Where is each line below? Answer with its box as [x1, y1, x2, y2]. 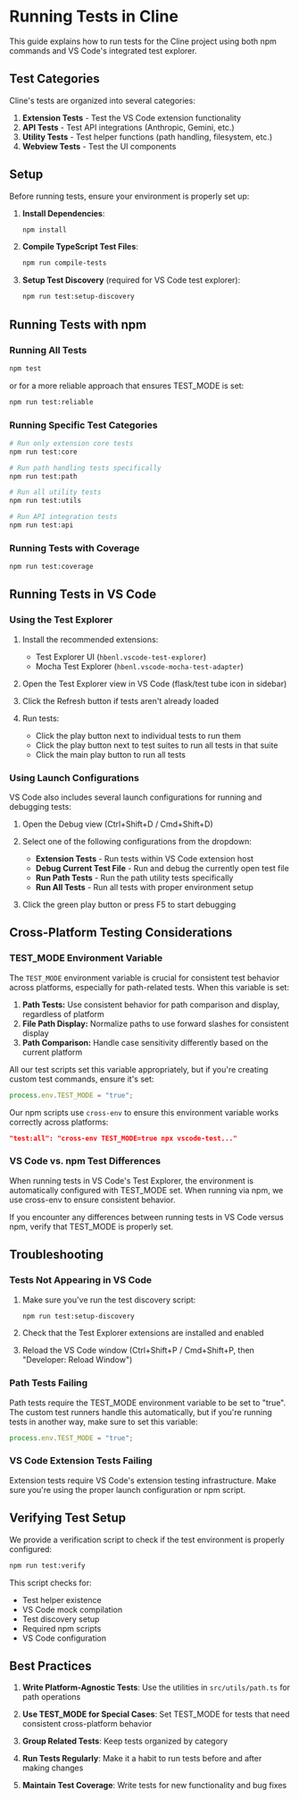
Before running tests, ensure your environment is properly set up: [9, 191, 250, 201]
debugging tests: [9, 802, 71, 812]
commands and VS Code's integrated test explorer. [9, 45, 197, 55]
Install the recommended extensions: [21, 633, 159, 645]
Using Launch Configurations [9, 771, 140, 784]
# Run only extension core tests [9, 438, 134, 448]
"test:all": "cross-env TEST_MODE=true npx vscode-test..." [9, 1133, 238, 1142]
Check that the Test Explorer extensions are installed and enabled [21, 1328, 265, 1338]
